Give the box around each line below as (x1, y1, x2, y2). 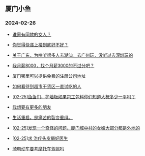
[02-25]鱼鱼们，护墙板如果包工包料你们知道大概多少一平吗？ (12, 93, 136, 99)
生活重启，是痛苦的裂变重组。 (12, 114, 73, 120)
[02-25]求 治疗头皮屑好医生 (12, 135, 68, 141)
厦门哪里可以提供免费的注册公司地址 (12, 73, 86, 79)
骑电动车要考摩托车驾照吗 (12, 146, 64, 152)
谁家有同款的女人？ (12, 31, 52, 37)
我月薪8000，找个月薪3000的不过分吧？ (12, 63, 95, 68)
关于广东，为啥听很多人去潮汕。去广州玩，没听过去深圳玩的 (12, 52, 133, 58)
